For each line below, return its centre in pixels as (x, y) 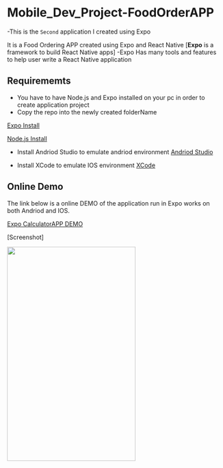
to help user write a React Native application (69, 59)
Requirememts (39, 81)
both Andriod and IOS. (39, 210)
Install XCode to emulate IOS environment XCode (86, 165)
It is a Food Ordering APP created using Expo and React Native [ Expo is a (110, 45)
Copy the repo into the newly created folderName (87, 112)
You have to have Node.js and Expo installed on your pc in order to (111, 97)
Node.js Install (27, 138)
